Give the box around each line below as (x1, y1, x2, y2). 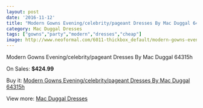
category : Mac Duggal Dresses (6, 25, 83, 32)
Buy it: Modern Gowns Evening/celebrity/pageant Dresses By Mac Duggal (6, 77, 190, 84)
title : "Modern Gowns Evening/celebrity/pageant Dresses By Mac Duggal (6, 20, 190, 26)
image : (6, 37, 23, 43)
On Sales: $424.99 (6, 65, 54, 72)
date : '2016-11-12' (6, 14, 56, 21)
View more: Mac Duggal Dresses (6, 95, 88, 102)
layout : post (6, 8, 39, 15)
